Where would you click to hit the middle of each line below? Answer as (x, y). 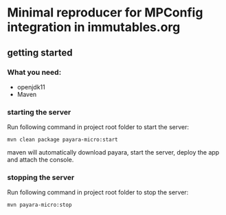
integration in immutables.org (94, 27)
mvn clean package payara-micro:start (63, 140)
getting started (40, 53)
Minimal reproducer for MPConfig (105, 13)
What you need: (34, 72)
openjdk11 (31, 87)
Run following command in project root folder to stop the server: (98, 192)
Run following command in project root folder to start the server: (98, 127)
